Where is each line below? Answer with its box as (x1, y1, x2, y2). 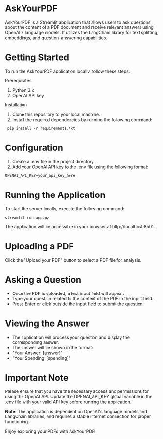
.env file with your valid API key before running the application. (5, 399, 132, 405)
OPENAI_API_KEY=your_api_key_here (5, 173, 76, 178)
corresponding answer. (12, 339, 59, 345)
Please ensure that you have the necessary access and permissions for (5, 388, 149, 394)
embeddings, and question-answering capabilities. (5, 35, 108, 41)
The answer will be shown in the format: (12, 344, 93, 350)
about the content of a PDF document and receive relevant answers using (5, 24, 154, 30)
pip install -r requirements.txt (7, 126, 76, 131)
